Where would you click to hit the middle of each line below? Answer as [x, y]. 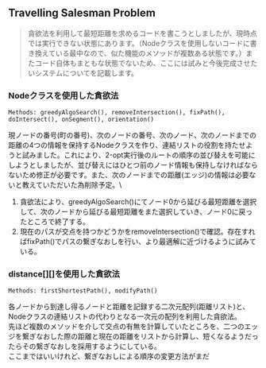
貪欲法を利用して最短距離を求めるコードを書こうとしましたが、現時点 [143, 33]
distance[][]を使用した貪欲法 [64, 274]
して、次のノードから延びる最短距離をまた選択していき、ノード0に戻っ [136, 212]
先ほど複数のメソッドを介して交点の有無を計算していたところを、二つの [126, 327]
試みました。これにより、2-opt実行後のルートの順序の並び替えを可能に [139, 155]
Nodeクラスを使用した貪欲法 [64, 95]
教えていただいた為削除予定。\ [72, 185]
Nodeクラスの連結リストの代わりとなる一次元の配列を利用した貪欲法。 [125, 316]
